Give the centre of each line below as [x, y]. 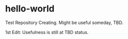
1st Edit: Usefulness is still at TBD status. [47, 32]
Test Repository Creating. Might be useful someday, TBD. [64, 22]
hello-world [30, 9]
